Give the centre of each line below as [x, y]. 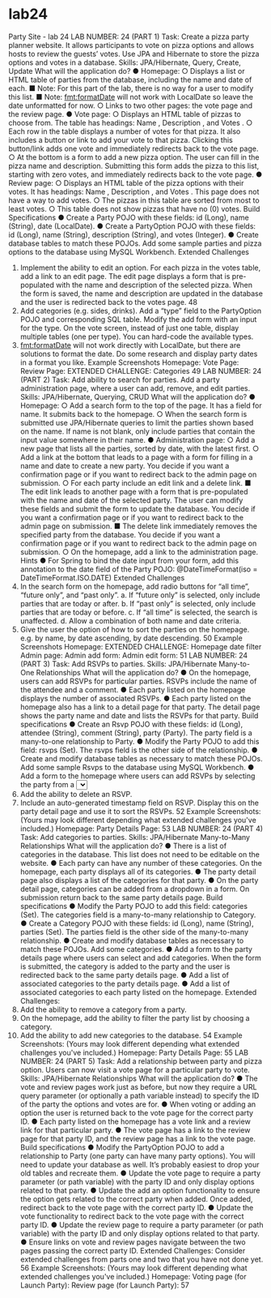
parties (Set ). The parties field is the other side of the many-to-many [134, 932]
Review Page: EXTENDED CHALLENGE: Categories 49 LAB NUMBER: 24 [141, 371]
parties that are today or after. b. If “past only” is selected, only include [138, 603]
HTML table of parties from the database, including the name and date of [130, 79]
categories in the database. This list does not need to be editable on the [140, 854]
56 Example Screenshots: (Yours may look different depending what [133, 1268]
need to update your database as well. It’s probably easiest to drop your [140, 1164]
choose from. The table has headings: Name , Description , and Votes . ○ [131, 122]
